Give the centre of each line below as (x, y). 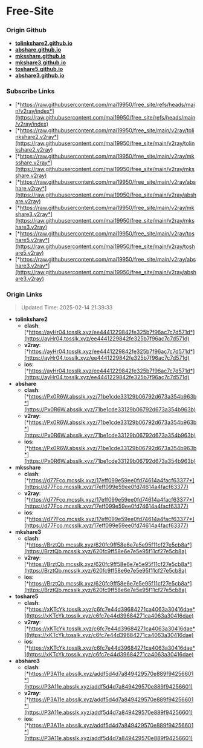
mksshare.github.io (40, 56)
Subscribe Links (31, 91)
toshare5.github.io (39, 69)
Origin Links (24, 294)
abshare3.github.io (40, 76)
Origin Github (27, 30)
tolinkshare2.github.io (43, 43)
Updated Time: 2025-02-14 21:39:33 (67, 308)
